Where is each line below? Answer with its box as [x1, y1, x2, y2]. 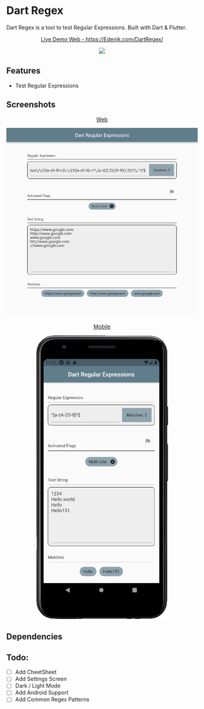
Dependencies [6, 632, 63, 642]
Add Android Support [15, 689, 69, 696]
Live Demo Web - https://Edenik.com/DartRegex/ [41, 35, 163, 43]
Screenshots [6, 100, 56, 110]
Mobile [93, 323, 111, 330]
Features [6, 66, 41, 76]
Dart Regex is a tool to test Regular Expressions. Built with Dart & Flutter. [6, 24, 187, 31]
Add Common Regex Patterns [15, 696, 90, 703]
